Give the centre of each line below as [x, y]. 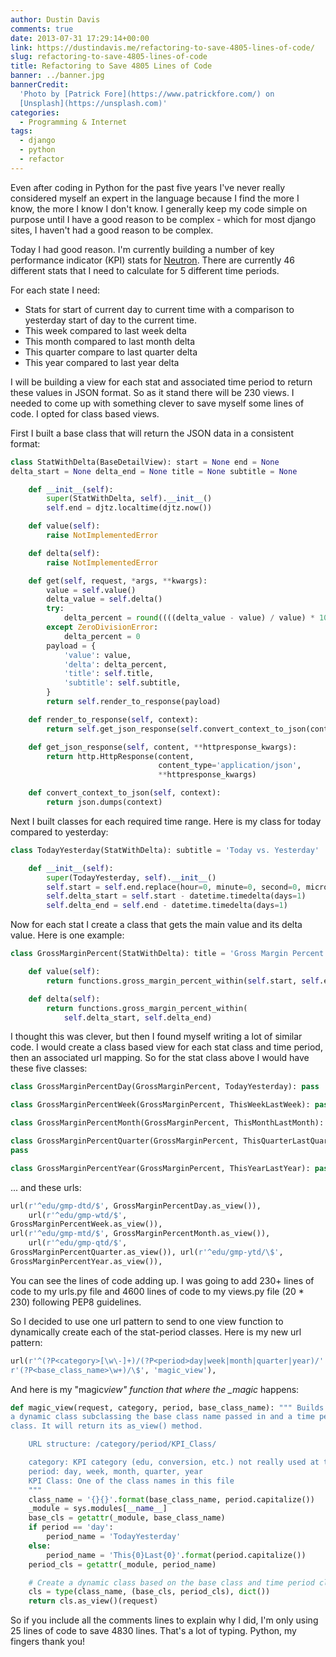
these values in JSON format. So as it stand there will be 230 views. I [152, 392]
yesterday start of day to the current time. [110, 320]
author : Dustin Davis [55, 19]
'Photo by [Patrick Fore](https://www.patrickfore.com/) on [147, 94]
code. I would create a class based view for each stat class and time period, [166, 1047]
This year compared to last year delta [102, 362]
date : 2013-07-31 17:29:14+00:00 [80, 38]
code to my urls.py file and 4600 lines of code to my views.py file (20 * [157, 1291]
